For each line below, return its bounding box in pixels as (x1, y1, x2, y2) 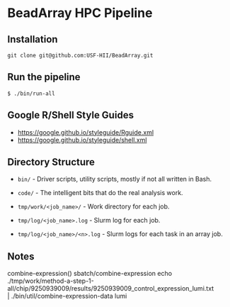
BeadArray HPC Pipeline (7, 5, 153, 21)
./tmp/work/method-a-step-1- (7, 277, 94, 285)
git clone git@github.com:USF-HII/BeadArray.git (7, 52, 154, 59)
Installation (7, 33, 58, 45)
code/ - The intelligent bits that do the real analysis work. (17, 189, 183, 197)
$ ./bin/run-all (7, 90, 55, 97)
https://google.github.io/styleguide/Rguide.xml (17, 128, 154, 136)
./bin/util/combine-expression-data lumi (11, 292, 127, 301)
